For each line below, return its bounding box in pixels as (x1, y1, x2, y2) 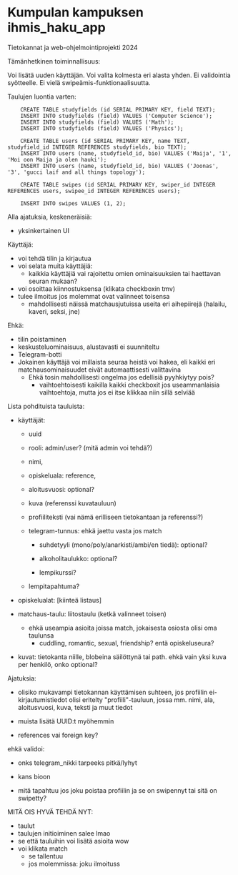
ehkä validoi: (7, 744, 45, 753)
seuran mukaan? (28, 277, 78, 285)
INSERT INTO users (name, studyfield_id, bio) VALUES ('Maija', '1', (20, 149, 232, 157)
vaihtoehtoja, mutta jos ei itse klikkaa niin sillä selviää (39, 387, 195, 397)
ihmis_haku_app (7, 19, 106, 36)
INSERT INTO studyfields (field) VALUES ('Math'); (20, 119, 174, 126)
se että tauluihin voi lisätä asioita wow (17, 836, 129, 845)
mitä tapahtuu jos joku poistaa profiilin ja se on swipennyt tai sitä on (17, 786, 218, 794)
